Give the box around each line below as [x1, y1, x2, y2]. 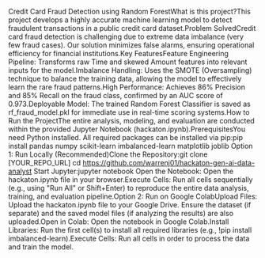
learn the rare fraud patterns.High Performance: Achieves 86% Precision [8, 82, 246, 92]
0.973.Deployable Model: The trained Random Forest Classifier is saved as [8, 99, 251, 108]
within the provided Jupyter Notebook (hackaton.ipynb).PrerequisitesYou [8, 124, 246, 134]
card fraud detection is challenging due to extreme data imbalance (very [8, 32, 244, 41]
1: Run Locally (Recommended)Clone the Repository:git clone [8, 150, 208, 159]
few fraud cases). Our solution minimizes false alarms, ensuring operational [8, 40, 255, 50]
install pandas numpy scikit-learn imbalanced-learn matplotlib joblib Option [8, 142, 253, 150]
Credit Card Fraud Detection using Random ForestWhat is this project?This [8, 7, 252, 16]
